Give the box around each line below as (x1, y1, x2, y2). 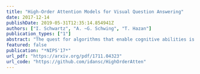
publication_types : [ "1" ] (6, 31, 71, 37)
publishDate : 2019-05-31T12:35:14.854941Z (6, 20, 114, 26)
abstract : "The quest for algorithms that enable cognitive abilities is (6, 36, 195, 42)
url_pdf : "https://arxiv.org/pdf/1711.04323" (6, 53, 122, 59)
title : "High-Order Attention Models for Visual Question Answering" (6, 8, 184, 15)
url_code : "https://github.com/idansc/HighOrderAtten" (6, 58, 147, 64)
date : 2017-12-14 (6, 14, 50, 20)
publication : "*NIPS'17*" (6, 48, 71, 54)
